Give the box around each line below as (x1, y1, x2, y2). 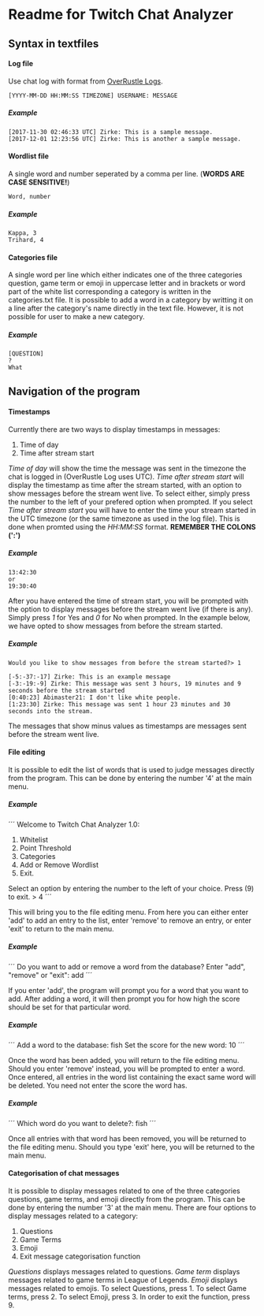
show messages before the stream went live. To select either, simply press (8, 489, 251, 498)
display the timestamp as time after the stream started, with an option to (8, 480, 242, 489)
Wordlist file (8, 151, 50, 161)
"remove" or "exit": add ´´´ (8, 970, 93, 980)
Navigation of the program (8, 385, 140, 399)
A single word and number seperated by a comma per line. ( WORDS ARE (8, 169, 245, 178)
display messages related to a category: (8, 1211, 139, 1221)
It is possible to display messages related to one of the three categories (8, 1186, 240, 1195)
